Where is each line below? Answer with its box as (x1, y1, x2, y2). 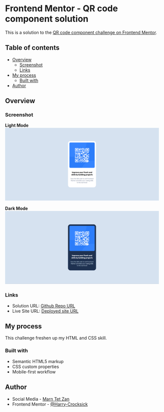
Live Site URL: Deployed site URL (12, 308, 79, 314)
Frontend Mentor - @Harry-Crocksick (12, 401, 88, 407)
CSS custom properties (12, 364, 60, 369)
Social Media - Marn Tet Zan (12, 396, 70, 402)
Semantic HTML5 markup (12, 358, 64, 364)
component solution (5, 13, 89, 24)
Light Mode (5, 123, 29, 129)
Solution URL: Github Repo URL (12, 303, 76, 308)
